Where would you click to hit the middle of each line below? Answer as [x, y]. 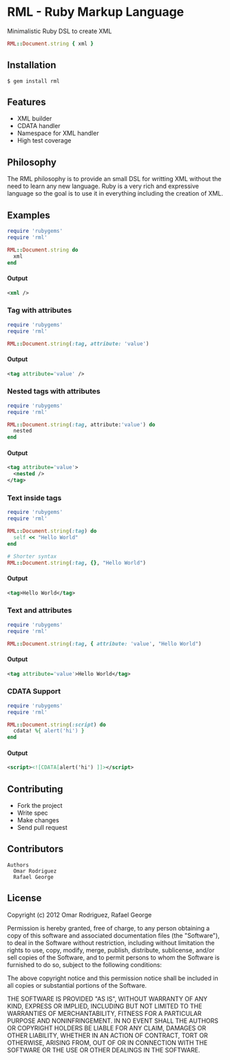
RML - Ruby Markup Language [96, 12]
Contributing [35, 789]
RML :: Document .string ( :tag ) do [52, 531]
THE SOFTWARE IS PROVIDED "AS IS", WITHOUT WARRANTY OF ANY [107, 999]
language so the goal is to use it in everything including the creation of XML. [115, 194]
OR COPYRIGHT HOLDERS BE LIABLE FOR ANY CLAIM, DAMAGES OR [107, 1028]
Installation [32, 65]
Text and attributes [40, 610]
